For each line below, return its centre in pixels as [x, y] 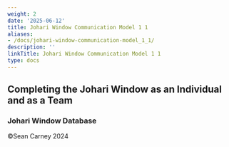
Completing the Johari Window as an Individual [115, 90]
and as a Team [40, 101]
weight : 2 [22, 14]
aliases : [20, 34]
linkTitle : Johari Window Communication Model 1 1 [84, 54]
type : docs [24, 61]
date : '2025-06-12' [36, 21]
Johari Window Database [52, 121]
